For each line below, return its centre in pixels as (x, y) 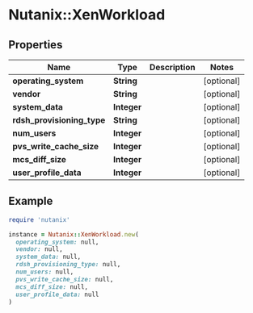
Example (31, 201)
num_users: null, (45, 272)
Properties (36, 45)
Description (172, 67)
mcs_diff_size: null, (52, 287)
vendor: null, (39, 249)
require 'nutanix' (39, 219)
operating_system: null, (57, 242)
